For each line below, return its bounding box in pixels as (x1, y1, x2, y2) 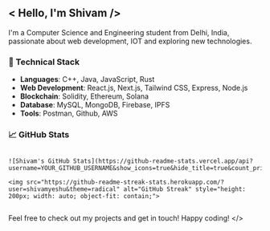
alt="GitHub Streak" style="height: (123, 185, 247, 193)
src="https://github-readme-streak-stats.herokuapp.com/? (26, 178, 225, 187)
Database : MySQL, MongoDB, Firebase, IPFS (19, 100, 170, 110)
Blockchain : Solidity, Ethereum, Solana (19, 91, 149, 101)
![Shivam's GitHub (8, 157, 70, 165)
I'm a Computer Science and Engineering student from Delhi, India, (8, 27, 230, 37)
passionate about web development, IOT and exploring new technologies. (8, 36, 252, 46)
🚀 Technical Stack (8, 56, 80, 67)
